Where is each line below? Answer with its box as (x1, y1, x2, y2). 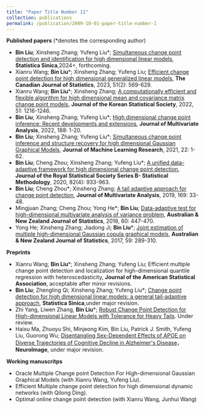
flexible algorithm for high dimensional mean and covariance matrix (15, 94, 185, 101)
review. (15, 319, 34, 327)
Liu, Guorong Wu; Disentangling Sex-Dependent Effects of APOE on (15, 332, 186, 339)
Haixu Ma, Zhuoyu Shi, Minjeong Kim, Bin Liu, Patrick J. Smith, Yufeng (15, 325, 192, 333)
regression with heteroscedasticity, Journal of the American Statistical (15, 273, 195, 281)
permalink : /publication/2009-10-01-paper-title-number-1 (6, 20, 157, 26)
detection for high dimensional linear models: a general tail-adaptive (15, 293, 187, 300)
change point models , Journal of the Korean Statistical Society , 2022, (15, 101, 194, 108)
